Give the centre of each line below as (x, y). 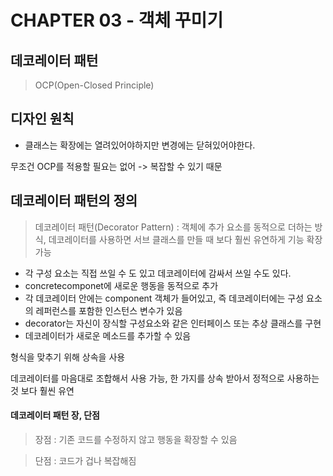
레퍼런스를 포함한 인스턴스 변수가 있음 (109, 310)
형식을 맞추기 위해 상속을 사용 (68, 357)
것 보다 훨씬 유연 (42, 390)
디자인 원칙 (42, 119)
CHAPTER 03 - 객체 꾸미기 (117, 20)
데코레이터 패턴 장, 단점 (55, 415)
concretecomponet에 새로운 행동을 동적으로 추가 (121, 285)
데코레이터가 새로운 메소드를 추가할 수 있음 (108, 335)
